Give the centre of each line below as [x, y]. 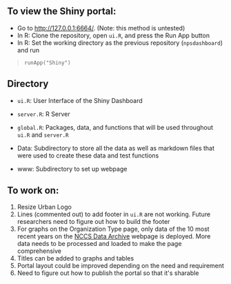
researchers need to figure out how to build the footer [93, 222]
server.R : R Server [43, 114]
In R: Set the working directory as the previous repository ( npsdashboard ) [120, 42]
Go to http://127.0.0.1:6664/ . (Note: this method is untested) [101, 28]
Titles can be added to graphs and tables [76, 258]
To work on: [33, 190]
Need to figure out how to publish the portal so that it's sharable [108, 273]
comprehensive [39, 251]
